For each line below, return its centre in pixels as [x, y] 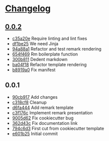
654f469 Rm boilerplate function [45, 54]
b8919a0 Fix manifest [34, 70]
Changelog [28, 9]
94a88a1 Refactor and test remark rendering [57, 49]
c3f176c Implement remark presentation [52, 113]
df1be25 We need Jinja [35, 44]
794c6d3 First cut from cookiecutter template [58, 128]
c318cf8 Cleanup [29, 102]
